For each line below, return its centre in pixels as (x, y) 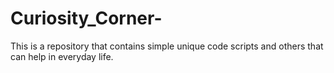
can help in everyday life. (62, 56)
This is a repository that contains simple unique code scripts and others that (167, 46)
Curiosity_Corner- (86, 18)
